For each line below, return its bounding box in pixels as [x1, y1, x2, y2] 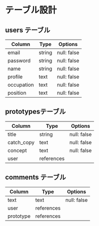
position [7, 90, 26, 96]
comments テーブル [5, 173, 66, 181]
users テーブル [5, 26, 50, 34]
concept [7, 147, 27, 154]
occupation [7, 81, 34, 88]
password [7, 57, 31, 64]
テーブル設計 [5, 4, 57, 16]
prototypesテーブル [5, 108, 66, 116]
